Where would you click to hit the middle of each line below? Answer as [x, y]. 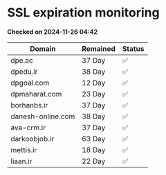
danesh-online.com [43, 116]
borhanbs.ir [29, 105]
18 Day [94, 150]
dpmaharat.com [36, 94]
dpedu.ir [24, 72]
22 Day [94, 161]
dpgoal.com [30, 83]
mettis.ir [24, 150]
